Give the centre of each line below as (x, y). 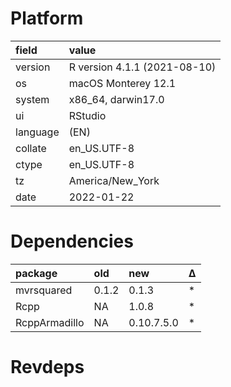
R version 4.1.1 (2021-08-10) (142, 67)
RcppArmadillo (50, 322)
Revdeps (47, 367)
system (32, 99)
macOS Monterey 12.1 (122, 83)
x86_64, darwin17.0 (116, 99)
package (36, 273)
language (37, 132)
